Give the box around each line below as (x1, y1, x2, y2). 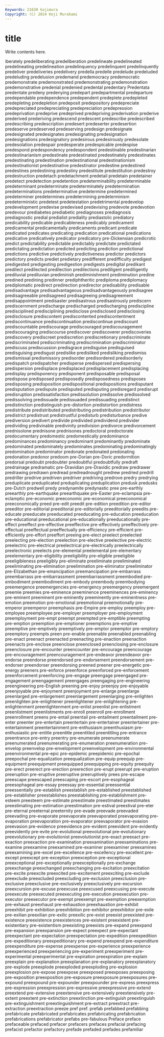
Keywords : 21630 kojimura (5, 7, 58, 12)
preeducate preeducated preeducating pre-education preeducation (23, 511, 159, 517)
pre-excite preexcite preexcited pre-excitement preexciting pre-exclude (5, 870, 150, 876)
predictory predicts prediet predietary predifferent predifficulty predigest (5, 256, 152, 262)
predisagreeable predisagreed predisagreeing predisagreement (5, 292, 133, 299)
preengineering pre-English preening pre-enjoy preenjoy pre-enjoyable (5, 683, 149, 689)
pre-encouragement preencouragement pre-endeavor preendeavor (5, 652, 141, 658)
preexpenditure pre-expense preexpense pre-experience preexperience (5, 943, 151, 949)
